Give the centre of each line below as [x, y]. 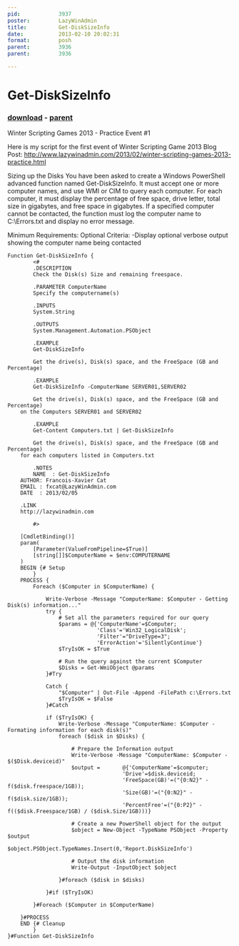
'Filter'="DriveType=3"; [134, 637]
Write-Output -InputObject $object [124, 868]
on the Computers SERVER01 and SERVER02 [81, 412]
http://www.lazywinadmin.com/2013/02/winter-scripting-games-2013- [128, 155]
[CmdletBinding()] [47, 537]
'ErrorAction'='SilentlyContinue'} [149, 643]
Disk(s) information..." [44, 606]
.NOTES [43, 468]
